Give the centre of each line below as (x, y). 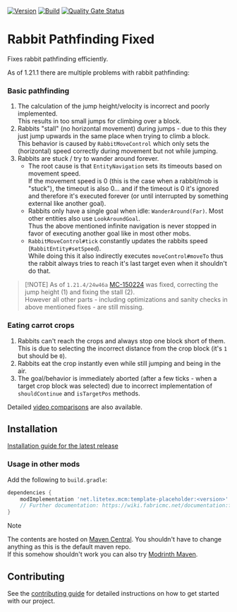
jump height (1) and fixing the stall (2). (80, 292)
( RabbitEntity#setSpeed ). (65, 249)
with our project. (31, 601)
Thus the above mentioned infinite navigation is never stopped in (122, 226)
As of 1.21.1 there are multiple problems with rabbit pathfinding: (98, 72)
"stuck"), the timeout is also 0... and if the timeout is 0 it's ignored (123, 189)
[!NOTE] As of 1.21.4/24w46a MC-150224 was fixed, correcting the (121, 285)
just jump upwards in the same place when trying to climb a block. (114, 136)
